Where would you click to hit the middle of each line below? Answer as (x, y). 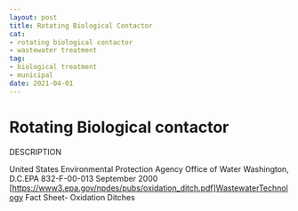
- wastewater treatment (53, 51)
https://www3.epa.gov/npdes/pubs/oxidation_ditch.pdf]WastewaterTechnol (150, 188)
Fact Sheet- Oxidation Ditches (80, 197)
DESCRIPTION (36, 152)
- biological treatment (53, 67)
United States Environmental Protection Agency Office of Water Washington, (149, 168)
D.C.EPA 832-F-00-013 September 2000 (84, 178)
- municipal (31, 75)
